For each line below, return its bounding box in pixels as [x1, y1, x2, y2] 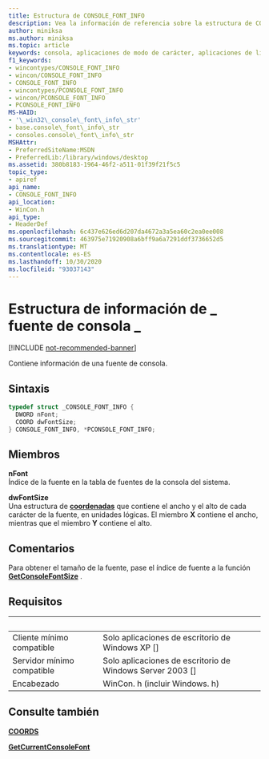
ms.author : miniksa [8, 34, 74, 42]
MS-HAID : [8, 109, 38, 117]
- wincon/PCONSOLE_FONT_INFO [8, 94, 106, 102]
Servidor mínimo [12, 655, 74, 666]
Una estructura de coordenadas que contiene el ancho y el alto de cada [8, 502, 247, 511]
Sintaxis [8, 382, 50, 395]
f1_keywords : [8, 57, 52, 65]
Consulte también [8, 705, 99, 719]
